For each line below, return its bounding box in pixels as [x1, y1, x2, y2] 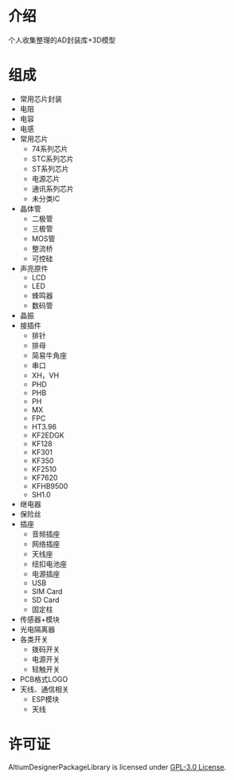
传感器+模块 [19, 614, 60, 624]
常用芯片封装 [19, 93, 62, 104]
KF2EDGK [31, 430, 65, 440]
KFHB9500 [31, 481, 68, 491]
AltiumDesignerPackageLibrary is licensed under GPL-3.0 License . [8, 762, 227, 771]
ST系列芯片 [31, 164, 69, 173]
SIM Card [31, 586, 63, 596]
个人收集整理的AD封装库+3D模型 [8, 35, 116, 45]
